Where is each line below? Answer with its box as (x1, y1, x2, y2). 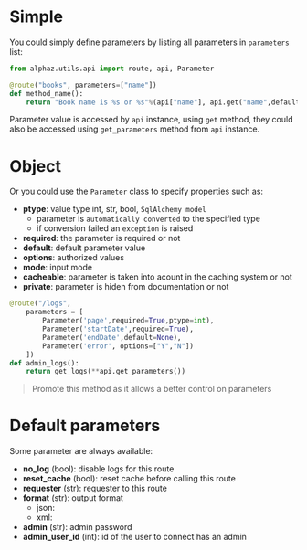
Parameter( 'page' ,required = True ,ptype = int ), (42, 316, 215, 325)
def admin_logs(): (9, 358, 79, 367)
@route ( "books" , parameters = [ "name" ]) (9, 80, 157, 90)
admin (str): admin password (22, 522, 132, 533)
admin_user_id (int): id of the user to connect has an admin (22, 532, 247, 543)
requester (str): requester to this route (22, 482, 167, 494)
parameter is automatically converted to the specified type (36, 213, 260, 225)
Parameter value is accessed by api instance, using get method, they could (9, 114, 293, 125)
